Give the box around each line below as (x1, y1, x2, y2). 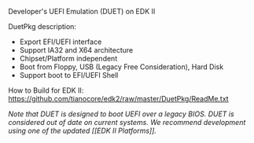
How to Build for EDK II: (8, 86, 84, 95)
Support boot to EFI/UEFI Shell (19, 71, 119, 79)
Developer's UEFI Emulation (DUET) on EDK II (8, 7, 156, 16)
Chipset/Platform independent (19, 54, 118, 63)
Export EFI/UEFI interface (19, 37, 102, 46)
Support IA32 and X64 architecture (19, 46, 134, 54)
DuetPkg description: (8, 22, 77, 31)
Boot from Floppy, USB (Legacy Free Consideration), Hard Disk (19, 62, 224, 71)
